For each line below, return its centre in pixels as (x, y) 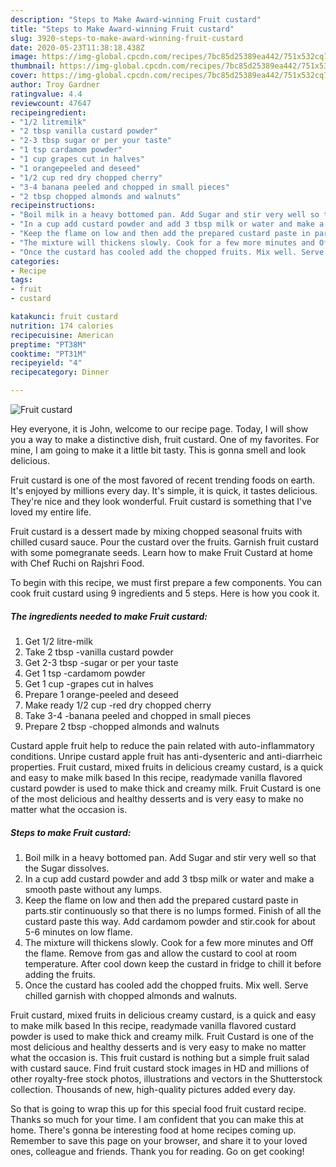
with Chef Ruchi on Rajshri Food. (77, 563)
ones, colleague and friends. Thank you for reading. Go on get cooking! (157, 1151)
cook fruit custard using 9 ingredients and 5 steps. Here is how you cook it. (165, 593)
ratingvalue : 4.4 (46, 94)
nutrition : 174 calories (62, 326)
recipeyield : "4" (46, 363)
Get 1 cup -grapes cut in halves (89, 683)
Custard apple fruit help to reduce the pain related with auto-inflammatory (162, 745)
